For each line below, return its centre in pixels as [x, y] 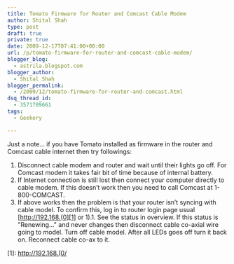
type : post [23, 27]
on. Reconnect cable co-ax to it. [64, 239]
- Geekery [28, 118]
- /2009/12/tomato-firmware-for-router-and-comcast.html [98, 92]
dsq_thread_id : [29, 99]
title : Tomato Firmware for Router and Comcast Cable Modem [97, 14]
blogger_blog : [28, 60]
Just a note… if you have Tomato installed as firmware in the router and [110, 144]
